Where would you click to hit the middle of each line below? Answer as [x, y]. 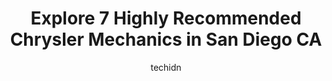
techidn [166, 67]
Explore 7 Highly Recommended [166, 18]
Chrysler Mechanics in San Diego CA [166, 39]
